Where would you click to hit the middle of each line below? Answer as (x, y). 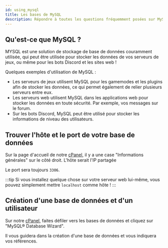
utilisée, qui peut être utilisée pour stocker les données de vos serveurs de (82, 57)
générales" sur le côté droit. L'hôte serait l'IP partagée (61, 160)
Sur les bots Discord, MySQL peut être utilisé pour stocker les (76, 114)
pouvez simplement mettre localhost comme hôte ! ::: (61, 185)
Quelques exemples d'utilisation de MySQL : (51, 72)
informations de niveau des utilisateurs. (53, 119)
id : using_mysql (22, 10)
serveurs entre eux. (32, 92)
